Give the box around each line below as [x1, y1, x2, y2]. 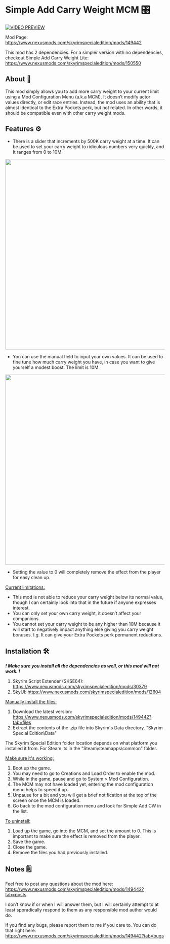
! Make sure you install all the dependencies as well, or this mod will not [5, 663, 159, 669]
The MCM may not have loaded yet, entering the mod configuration [12, 781, 153, 787]
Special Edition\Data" [12, 730, 57, 736]
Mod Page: [5, 34, 28, 40]
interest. [12, 604, 30, 611]
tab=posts [5, 892, 27, 898]
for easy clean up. [12, 574, 51, 580]
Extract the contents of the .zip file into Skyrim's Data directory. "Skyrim [12, 725, 163, 731]
